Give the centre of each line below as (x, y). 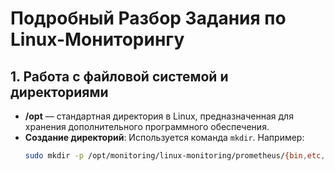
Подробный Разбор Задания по (148, 18)
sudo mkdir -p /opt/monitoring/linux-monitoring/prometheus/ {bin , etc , (175, 156)
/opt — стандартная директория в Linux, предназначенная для (159, 116)
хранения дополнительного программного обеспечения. (147, 126)
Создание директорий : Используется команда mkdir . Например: (164, 137)
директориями (59, 92)
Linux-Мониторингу (97, 39)
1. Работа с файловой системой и (119, 76)
